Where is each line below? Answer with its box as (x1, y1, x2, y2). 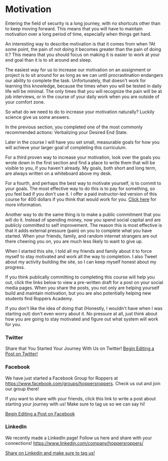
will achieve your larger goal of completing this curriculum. (5, 144, 127, 150)
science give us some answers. (5, 114, 70, 120)
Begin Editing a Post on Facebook (5, 410, 75, 417)
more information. (5, 201, 42, 208)
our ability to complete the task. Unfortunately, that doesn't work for (5, 77, 146, 83)
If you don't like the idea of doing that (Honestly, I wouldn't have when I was (5, 305, 162, 311)
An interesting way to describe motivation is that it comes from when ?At (5, 40, 155, 47)
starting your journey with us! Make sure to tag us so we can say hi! (5, 401, 145, 407)
